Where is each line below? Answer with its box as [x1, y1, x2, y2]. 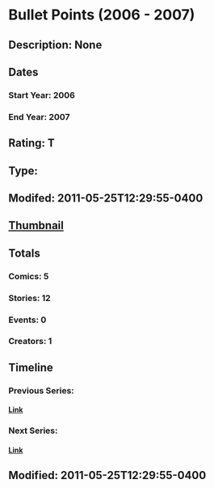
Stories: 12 [8, 292, 51, 303]
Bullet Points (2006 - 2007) [8, 6, 195, 24]
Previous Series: [8, 384, 74, 396]
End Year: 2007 [8, 111, 70, 122]
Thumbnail [8, 219, 65, 232]
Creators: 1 [8, 336, 52, 347]
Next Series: [8, 425, 58, 436]
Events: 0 [8, 314, 47, 325]
